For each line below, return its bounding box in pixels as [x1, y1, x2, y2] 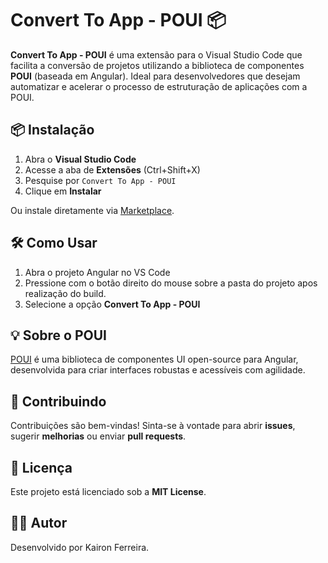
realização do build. [24, 287, 107, 299]
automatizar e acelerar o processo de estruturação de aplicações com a [10, 80, 308, 92]
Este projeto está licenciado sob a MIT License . [10, 486, 207, 497]
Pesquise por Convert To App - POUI [24, 174, 177, 186]
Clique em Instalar [24, 185, 102, 197]
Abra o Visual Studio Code [24, 153, 137, 165]
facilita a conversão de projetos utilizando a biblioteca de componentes [10, 59, 305, 71]
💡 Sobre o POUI [10, 327, 107, 344]
